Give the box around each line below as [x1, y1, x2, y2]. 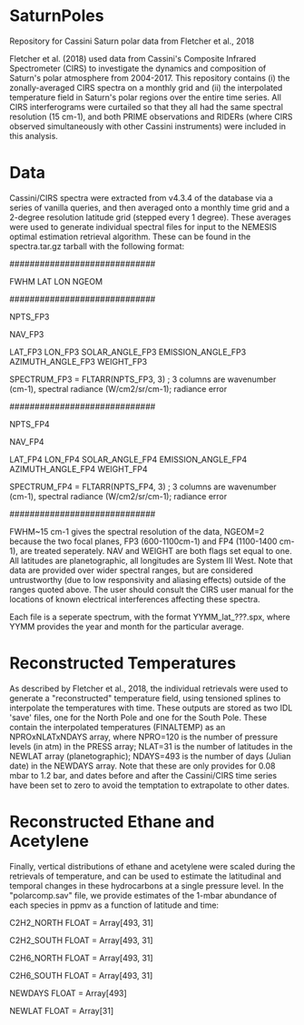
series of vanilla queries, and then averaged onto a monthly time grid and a [9, 202, 290, 213]
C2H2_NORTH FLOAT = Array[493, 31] [9, 917, 154, 928]
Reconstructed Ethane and [9, 811, 215, 832]
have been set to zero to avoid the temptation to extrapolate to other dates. [9, 779, 290, 790]
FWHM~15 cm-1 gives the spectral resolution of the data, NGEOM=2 [9, 526, 265, 537]
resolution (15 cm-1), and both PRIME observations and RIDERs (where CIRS [9, 111, 293, 122]
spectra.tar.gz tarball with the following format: [9, 240, 185, 251]
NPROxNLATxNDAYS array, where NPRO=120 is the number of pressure [9, 731, 279, 742]
